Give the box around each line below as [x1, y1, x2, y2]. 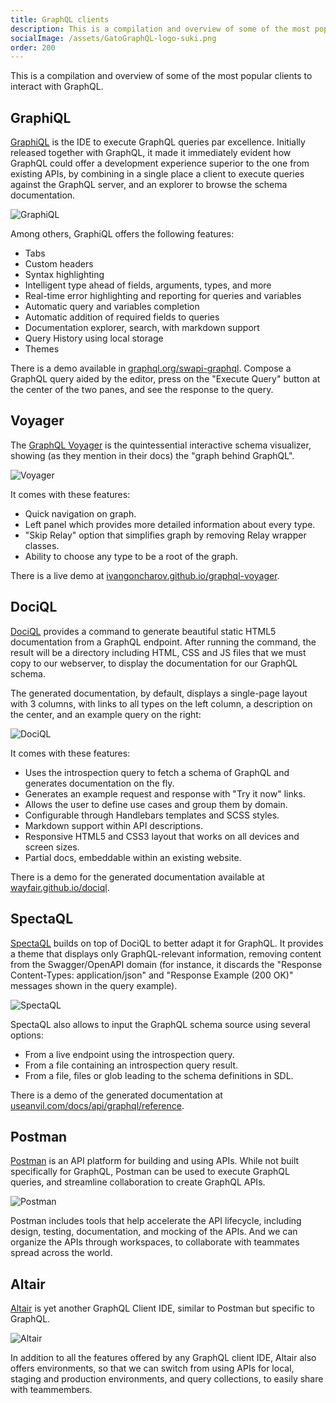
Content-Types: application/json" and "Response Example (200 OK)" [10, 969, 294, 981]
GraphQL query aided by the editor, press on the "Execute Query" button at [10, 373, 321, 385]
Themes [24, 343, 60, 355]
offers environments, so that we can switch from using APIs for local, [10, 1362, 295, 1375]
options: [10, 1029, 45, 1041]
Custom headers [24, 258, 94, 270]
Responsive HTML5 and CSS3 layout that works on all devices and [24, 830, 300, 842]
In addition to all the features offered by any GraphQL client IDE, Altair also [10, 1352, 317, 1364]
